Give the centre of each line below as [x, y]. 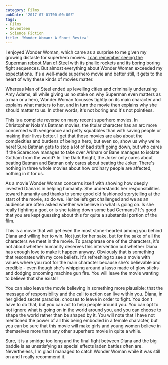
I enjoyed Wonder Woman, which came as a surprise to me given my [76, 52]
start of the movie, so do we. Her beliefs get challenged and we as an [77, 199]
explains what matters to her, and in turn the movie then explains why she [81, 105]
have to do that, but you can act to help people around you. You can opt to [82, 304]
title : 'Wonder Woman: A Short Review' [47, 38]
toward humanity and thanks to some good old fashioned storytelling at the [83, 194]
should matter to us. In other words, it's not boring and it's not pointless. [80, 110]
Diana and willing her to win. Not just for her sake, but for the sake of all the [83, 236]
